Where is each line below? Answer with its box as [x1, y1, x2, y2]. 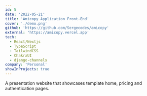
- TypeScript [9, 44, 37, 49]
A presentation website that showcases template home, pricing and [5, 80, 142, 86]
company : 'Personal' [5, 62, 48, 67]
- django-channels [9, 58, 48, 63]
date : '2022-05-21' [5, 12, 45, 17]
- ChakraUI [9, 53, 32, 58]
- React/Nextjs [9, 39, 41, 44]
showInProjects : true [5, 67, 50, 72]
